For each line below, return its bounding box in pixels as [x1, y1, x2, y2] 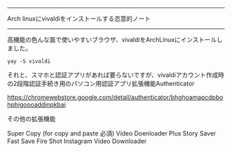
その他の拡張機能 [7, 115, 56, 122]
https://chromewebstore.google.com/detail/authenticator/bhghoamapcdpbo [7, 94, 224, 101]
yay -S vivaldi [7, 58, 51, 65]
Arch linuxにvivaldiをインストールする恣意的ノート [7, 14, 151, 23]
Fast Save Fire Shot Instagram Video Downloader [7, 137, 147, 145]
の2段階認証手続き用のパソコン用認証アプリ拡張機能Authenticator [7, 80, 195, 87]
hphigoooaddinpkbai [7, 100, 66, 109]
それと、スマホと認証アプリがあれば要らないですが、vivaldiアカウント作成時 [7, 71, 224, 79]
